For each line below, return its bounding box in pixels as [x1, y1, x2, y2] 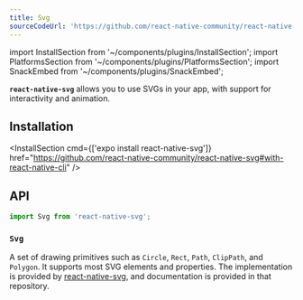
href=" [9, 153, 34, 164]
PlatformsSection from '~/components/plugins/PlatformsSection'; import [9, 56, 280, 67]
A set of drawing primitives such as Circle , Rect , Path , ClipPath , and [9, 252, 263, 263]
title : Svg [9, 13, 50, 23]
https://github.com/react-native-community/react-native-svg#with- [32, 153, 284, 164]
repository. [9, 281, 50, 292]
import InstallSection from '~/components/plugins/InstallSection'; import [9, 46, 279, 57]
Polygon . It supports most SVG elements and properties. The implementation [9, 261, 293, 272]
